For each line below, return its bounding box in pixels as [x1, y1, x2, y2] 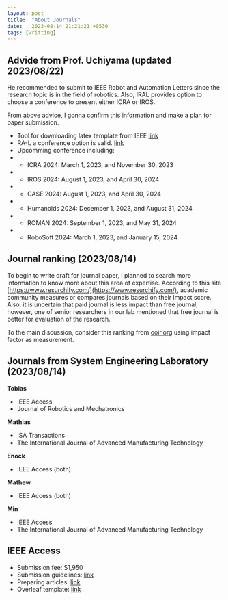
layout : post [7, 10, 44, 17]
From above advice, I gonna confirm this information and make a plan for [7, 111, 212, 120]
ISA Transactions [16, 431, 66, 439]
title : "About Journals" [7, 16, 81, 23]
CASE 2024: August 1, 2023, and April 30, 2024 [27, 190, 162, 198]
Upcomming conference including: [16, 146, 115, 155]
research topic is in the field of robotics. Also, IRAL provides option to [7, 90, 203, 99]
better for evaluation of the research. [7, 315, 111, 323]
